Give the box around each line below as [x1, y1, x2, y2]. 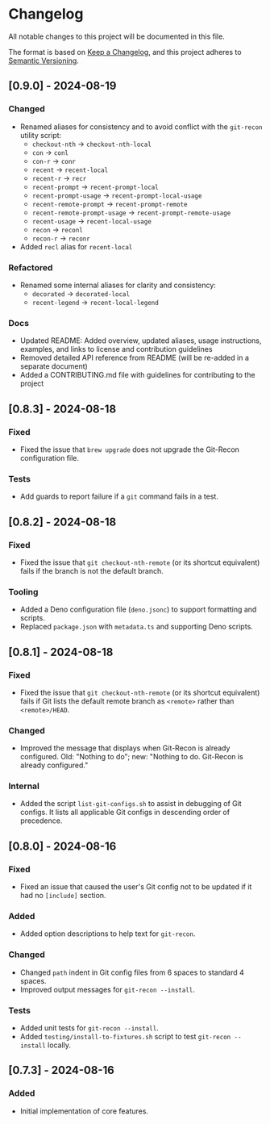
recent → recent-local [31, 165, 109, 174]
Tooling [8, 586, 39, 597]
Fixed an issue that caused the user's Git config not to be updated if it [19, 882, 252, 892]
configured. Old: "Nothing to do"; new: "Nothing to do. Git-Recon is [19, 752, 243, 762]
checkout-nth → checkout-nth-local [31, 139, 152, 148]
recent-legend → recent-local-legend [31, 297, 159, 307]
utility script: [19, 130, 62, 140]
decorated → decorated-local [31, 288, 131, 299]
